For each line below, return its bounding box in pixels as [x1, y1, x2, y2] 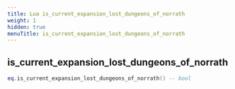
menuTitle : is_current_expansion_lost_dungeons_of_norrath [7, 30, 185, 37]
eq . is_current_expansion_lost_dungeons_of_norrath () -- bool [7, 75, 192, 82]
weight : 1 [7, 17, 37, 24]
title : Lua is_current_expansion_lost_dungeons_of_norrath [7, 10, 185, 18]
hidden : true [7, 23, 46, 30]
